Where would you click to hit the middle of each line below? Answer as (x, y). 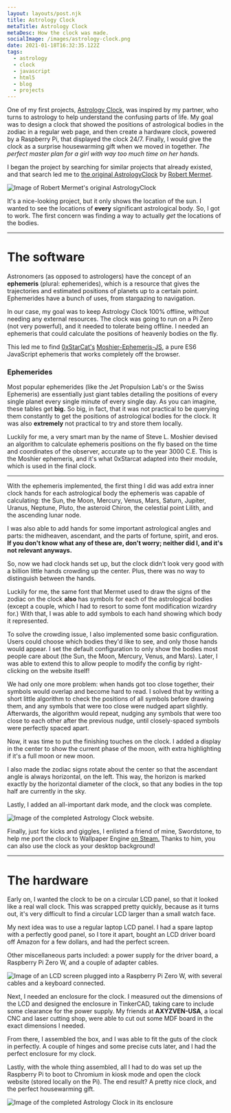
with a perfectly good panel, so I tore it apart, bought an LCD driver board (111, 935)
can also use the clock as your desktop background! (81, 846)
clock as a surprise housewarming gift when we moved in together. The (109, 147)
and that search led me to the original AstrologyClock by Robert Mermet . (110, 174)
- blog (23, 84)
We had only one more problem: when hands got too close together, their (111, 684)
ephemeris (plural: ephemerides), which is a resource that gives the (103, 284)
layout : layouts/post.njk (44, 13)
